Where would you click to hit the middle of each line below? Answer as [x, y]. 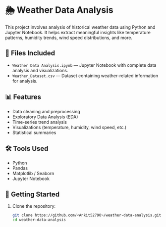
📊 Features [23, 97]
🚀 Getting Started [32, 194]
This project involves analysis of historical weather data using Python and [80, 27]
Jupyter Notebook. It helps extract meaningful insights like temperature [78, 32]
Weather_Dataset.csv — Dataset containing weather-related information [85, 76]
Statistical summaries [34, 133]
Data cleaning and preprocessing [46, 111]
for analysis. [25, 81]
